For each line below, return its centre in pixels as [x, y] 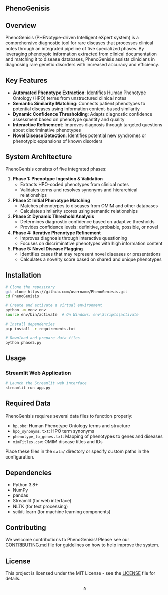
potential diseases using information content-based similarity [76, 109]
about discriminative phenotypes [47, 130]
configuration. [20, 456]
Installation [23, 275]
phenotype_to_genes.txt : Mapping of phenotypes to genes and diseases [88, 436]
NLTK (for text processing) [40, 506]
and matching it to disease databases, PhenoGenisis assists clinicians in [80, 59]
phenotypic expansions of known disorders [58, 141]
